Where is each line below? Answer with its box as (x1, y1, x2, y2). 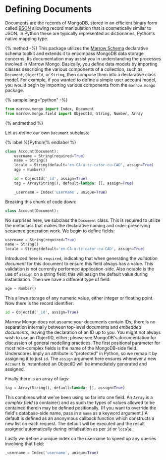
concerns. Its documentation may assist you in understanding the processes (5, 55, 162, 61)
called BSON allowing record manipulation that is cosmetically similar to (5, 25, 152, 31)
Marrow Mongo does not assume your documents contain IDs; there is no (5, 318, 156, 325)
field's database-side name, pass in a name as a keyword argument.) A (5, 410, 148, 416)
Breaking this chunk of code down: (5, 199, 77, 204)
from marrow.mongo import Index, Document (5, 106, 94, 111)
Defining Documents (5, 3, 92, 15)
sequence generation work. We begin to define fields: (5, 228, 115, 234)
